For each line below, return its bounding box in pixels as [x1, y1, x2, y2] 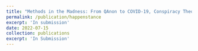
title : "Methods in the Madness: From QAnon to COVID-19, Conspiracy [6, 8, 181, 15]
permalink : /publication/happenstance [6, 14, 101, 20]
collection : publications [6, 30, 70, 36]
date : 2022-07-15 [6, 25, 49, 31]
